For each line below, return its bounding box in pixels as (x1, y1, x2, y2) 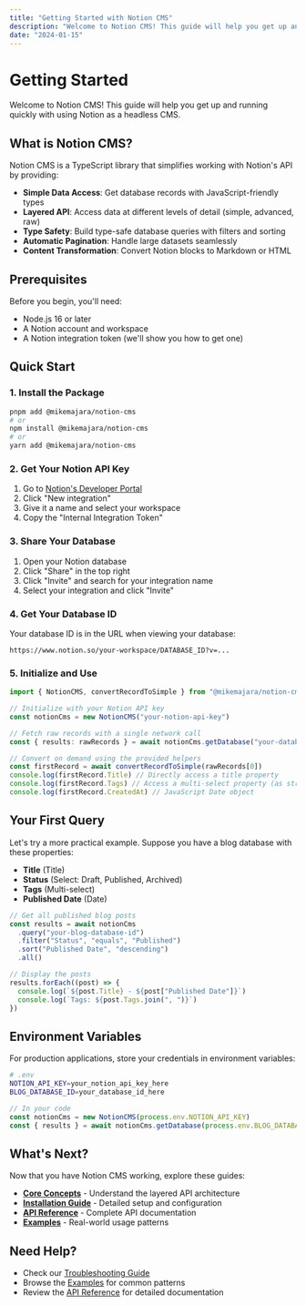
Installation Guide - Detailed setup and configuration (22, 1198, 223, 1209)
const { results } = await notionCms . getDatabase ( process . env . (9, 1121, 255, 1130)
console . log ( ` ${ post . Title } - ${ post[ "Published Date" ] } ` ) (17, 986, 247, 995)
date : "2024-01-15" (9, 30, 84, 39)
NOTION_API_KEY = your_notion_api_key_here (9, 1079, 169, 1088)
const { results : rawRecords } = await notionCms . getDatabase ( (9, 737, 255, 747)
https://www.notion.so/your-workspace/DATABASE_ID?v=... (9, 646, 230, 655)
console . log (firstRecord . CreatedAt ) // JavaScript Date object (9, 788, 255, 797)
